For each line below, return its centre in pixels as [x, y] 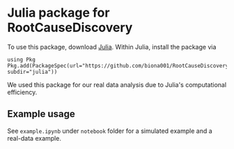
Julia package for [58, 13]
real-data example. [34, 138]
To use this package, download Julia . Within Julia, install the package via [112, 47]
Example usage [41, 114]
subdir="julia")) [32, 72]
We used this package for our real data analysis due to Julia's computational [117, 84]
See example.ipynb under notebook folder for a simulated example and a [110, 131]
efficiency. [22, 92]
